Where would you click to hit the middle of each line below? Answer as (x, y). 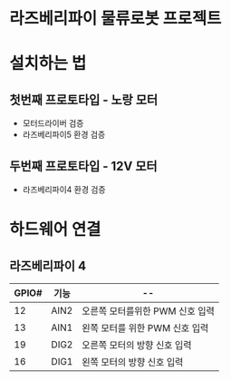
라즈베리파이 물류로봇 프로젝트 (115, 19)
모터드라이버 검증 (53, 123)
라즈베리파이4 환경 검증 (64, 190)
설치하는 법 (48, 63)
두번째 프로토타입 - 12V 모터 (83, 166)
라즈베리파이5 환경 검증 (64, 135)
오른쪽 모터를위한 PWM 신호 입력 (148, 311)
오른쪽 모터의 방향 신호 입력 (136, 345)
